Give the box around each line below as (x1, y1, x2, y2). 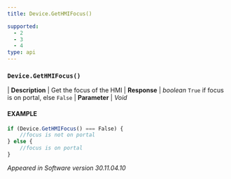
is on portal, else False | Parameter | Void (7, 94, 127, 102)
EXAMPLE (7, 109, 37, 117)
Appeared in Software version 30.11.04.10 (7, 164, 126, 172)
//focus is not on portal (20, 131, 96, 138)
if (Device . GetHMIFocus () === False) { (7, 125, 124, 132)
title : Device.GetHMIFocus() (7, 10, 92, 17)
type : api (7, 49, 36, 56)
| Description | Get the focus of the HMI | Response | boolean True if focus (7, 86, 224, 94)
